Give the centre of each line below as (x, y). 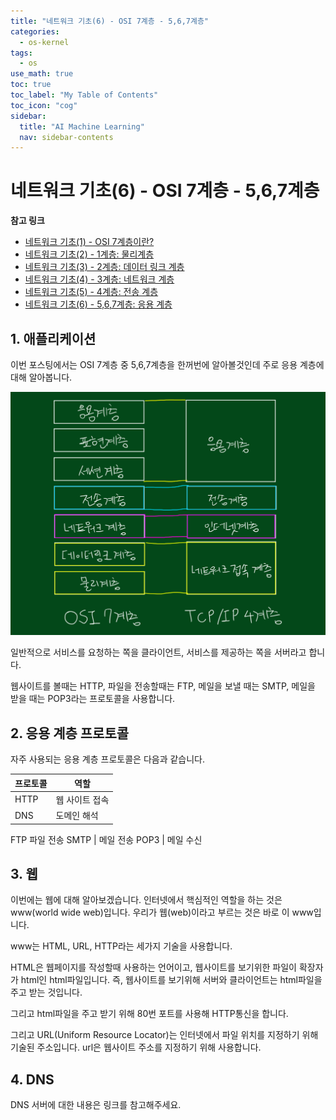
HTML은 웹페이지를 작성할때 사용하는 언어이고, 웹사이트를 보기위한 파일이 (153, 967)
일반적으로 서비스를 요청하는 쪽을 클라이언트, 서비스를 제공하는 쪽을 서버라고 (158, 652)
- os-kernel (44, 42)
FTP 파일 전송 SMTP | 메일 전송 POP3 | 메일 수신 (106, 839)
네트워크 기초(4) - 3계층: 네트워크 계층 (99, 279)
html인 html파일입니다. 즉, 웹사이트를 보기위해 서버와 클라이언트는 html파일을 (171, 980)
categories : (35, 31)
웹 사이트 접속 (82, 799)
